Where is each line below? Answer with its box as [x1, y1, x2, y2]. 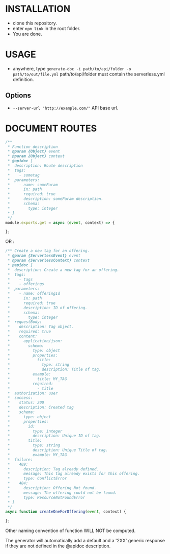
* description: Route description [7, 163, 83, 168]
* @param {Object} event [7, 149, 60, 154]
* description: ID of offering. [7, 305, 88, 310]
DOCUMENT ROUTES [5, 122, 97, 134]
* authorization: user [7, 391, 58, 396]
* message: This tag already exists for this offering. [7, 471, 140, 476]
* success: [7, 395, 33, 400]
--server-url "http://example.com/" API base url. [12, 105, 119, 111]
